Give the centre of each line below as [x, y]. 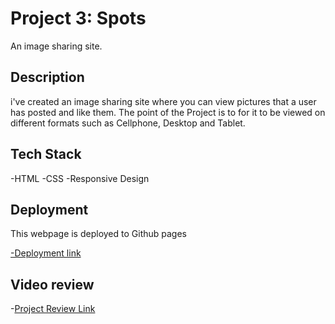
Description [47, 77]
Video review [52, 284]
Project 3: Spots [78, 18]
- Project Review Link [53, 309]
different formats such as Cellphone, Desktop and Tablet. [128, 123]
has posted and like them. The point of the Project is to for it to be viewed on [168, 112]
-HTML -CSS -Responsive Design [80, 178]
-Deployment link [46, 253]
